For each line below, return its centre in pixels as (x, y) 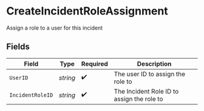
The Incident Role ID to (146, 91)
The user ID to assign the (149, 74)
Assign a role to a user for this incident (55, 28)
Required (94, 63)
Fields (18, 47)
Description (154, 63)
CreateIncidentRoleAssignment (87, 11)
